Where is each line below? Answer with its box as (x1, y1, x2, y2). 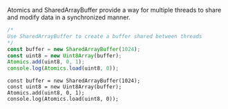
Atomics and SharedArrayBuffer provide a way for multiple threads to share (7, 6, 222, 14)
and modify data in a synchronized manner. (7, 13, 131, 21)
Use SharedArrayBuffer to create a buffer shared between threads (7, 32, 202, 40)
